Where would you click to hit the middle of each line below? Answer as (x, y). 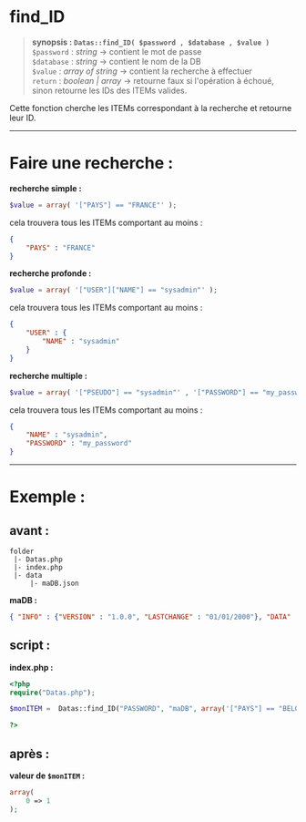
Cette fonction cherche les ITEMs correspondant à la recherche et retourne (151, 108)
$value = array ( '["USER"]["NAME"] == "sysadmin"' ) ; (114, 290)
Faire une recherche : (92, 164)
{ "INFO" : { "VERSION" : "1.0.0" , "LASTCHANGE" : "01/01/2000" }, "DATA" (150, 617)
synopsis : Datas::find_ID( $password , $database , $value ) (151, 42)
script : (30, 646)
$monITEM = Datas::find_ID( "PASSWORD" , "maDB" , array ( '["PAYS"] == (142, 709)
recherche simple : (46, 188)
